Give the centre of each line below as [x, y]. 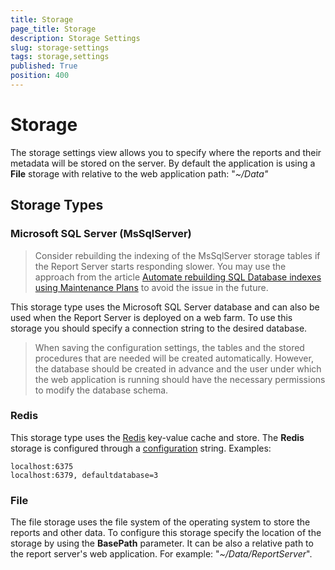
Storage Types [57, 205]
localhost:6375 [42, 466]
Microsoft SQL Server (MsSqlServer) [101, 234]
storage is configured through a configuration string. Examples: [141, 448]
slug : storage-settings [60, 47]
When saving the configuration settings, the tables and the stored [169, 347]
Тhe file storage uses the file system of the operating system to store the [160, 522]
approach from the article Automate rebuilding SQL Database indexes [178, 277]
